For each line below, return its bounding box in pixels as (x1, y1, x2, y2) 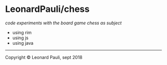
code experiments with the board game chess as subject (5, 20, 122, 26)
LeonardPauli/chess (5, 3, 90, 15)
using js (12, 35, 29, 41)
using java (12, 40, 34, 46)
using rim (12, 29, 32, 35)
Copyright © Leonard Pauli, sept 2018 (5, 54, 83, 60)
